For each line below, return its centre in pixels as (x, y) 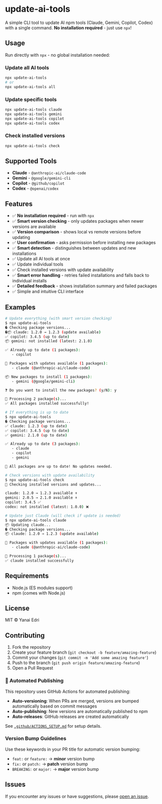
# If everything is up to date (37, 413)
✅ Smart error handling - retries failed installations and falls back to (81, 276)
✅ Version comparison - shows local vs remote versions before (77, 232)
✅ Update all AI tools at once (41, 259)
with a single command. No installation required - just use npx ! (68, 27)
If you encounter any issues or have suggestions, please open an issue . (77, 796)
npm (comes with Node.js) (39, 593)
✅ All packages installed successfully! (47, 404)
